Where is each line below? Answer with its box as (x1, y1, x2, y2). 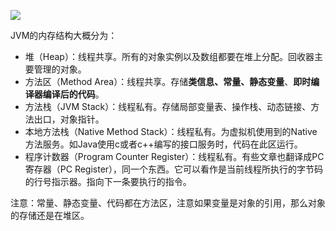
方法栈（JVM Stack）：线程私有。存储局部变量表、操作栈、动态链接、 (24, 101, 312, 112)
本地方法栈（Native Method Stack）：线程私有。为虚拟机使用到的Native (24, 126, 318, 137)
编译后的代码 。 (42, 88, 105, 100)
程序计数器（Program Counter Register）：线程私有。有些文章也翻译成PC (24, 151, 325, 162)
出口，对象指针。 (33, 113, 105, 125)
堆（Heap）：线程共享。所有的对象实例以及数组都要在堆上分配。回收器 (24, 51, 315, 62)
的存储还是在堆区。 (10, 210, 90, 221)
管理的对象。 (33, 63, 87, 75)
